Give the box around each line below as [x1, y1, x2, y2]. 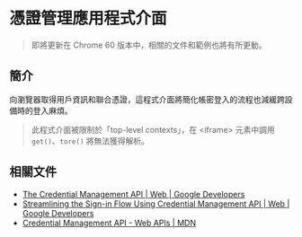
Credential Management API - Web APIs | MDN [22, 217, 197, 228]
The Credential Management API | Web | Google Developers [22, 189, 245, 199]
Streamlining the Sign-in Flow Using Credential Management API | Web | [22, 198, 290, 209]
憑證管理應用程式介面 [9, 8, 168, 29]
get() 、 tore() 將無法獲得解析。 [31, 136, 150, 146]
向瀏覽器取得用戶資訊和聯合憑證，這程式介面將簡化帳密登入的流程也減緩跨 [9, 93, 285, 104]
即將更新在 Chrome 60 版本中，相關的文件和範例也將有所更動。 [31, 39, 267, 50]
